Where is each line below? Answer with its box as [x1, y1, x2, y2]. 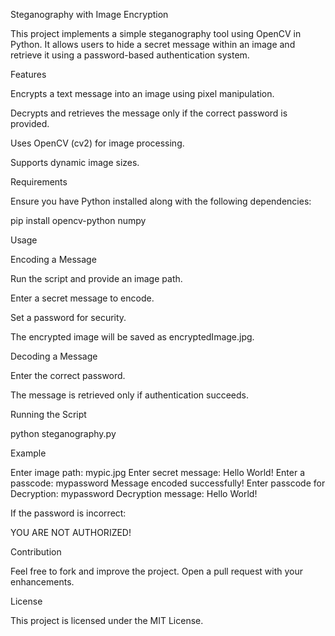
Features [10, 69, 47, 80]
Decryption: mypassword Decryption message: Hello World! [10, 488, 258, 499]
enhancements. [10, 576, 75, 588]
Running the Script [10, 409, 87, 420]
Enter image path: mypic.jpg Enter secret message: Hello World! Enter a [10, 467, 305, 478]
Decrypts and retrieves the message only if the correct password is [10, 107, 288, 119]
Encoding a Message [10, 254, 97, 265]
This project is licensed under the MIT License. [10, 615, 204, 626]
